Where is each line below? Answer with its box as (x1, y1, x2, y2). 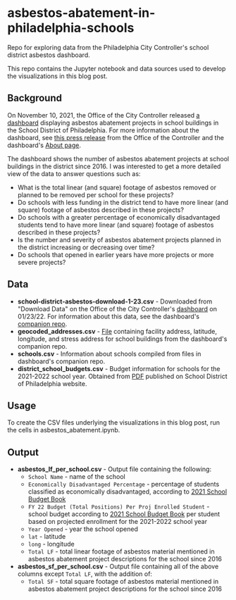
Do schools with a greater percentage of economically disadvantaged (17, 213, 221, 221)
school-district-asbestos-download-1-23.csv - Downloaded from (17, 297, 213, 306)
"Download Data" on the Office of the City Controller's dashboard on (17, 304, 217, 313)
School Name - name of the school (27, 473, 125, 481)
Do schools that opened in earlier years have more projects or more (17, 250, 214, 258)
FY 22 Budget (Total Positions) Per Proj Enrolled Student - (27, 502, 210, 511)
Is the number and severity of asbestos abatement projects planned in (17, 235, 222, 244)
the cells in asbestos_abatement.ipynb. (7, 426, 120, 435)
